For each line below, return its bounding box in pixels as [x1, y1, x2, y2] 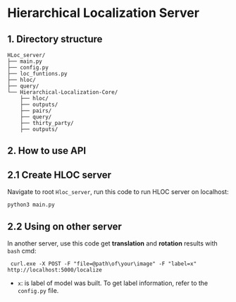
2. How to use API [7, 145, 87, 157]
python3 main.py [7, 201, 55, 209]
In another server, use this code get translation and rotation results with [7, 239, 218, 248]
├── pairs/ [20, 107, 52, 114]
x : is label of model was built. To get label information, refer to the [17, 279, 209, 287]
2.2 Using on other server [7, 220, 122, 232]
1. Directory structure [7, 33, 103, 45]
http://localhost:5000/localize [7, 267, 102, 274]
